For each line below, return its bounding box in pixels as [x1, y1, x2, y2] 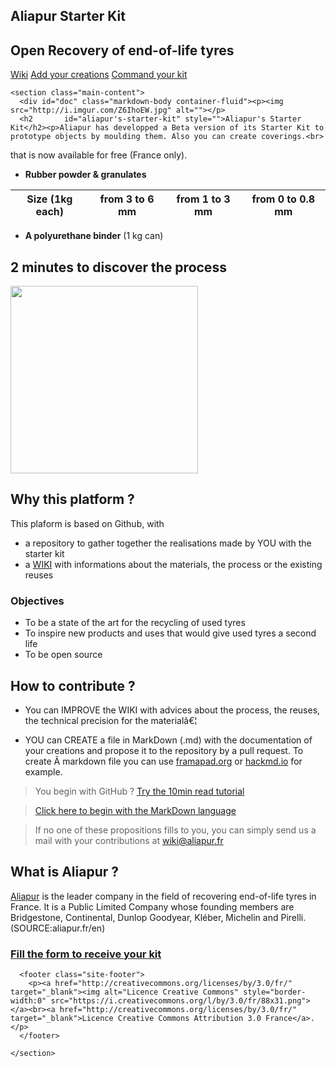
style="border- [243, 987, 307, 998]
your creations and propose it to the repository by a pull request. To [24, 744, 304, 756]
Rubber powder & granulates [24, 169, 147, 181]
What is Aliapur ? [10, 864, 119, 881]
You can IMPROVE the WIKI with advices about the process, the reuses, [24, 704, 321, 716]
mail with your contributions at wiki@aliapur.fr [34, 834, 224, 846]
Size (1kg [26, 192, 73, 206]
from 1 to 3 [176, 192, 231, 206]
